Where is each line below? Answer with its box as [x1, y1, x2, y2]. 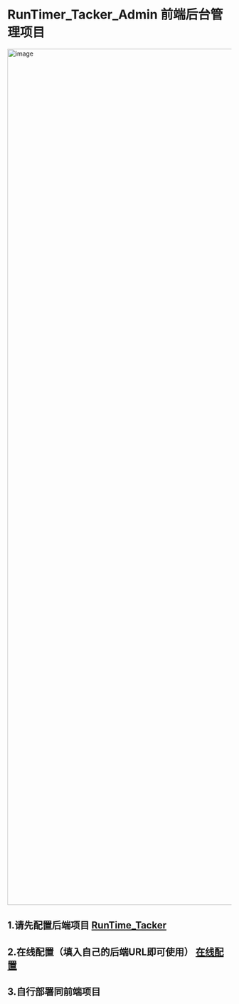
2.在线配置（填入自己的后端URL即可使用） [7, 946, 194, 958]
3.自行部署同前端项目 [7, 985, 101, 998]
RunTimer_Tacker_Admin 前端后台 [7, 6, 211, 23]
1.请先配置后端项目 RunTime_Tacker [7, 919, 167, 931]
